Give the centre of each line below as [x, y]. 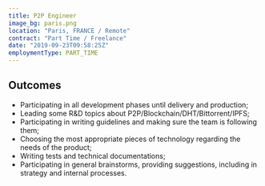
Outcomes [35, 85]
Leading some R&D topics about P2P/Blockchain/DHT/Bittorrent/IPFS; [135, 113]
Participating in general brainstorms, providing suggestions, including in [139, 164]
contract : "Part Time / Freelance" [68, 38]
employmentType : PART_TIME [53, 53]
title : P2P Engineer [43, 16]
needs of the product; [56, 147]
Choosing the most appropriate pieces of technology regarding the [130, 139]
